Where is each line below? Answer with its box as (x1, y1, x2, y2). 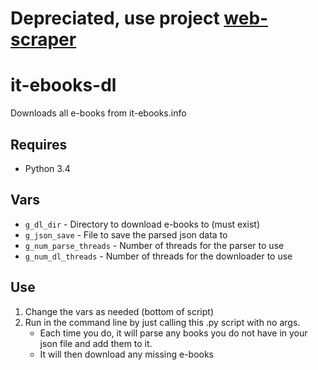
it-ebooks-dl (10, 74, 117, 97)
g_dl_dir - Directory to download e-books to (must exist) (24, 218, 260, 230)
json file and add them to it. (39, 337, 153, 349)
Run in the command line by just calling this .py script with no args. (24, 316, 301, 328)
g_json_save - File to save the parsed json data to (24, 228, 228, 241)
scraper (10, 28, 77, 51)
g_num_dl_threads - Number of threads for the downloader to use (24, 250, 293, 262)
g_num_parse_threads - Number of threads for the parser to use (24, 239, 285, 251)
